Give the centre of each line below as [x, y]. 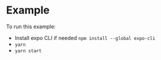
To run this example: [31, 26]
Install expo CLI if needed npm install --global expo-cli [85, 38]
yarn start [28, 51]
